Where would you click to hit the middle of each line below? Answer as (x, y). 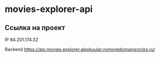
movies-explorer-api (49, 9)
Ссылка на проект (35, 28)
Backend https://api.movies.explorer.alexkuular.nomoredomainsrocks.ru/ (80, 49)
